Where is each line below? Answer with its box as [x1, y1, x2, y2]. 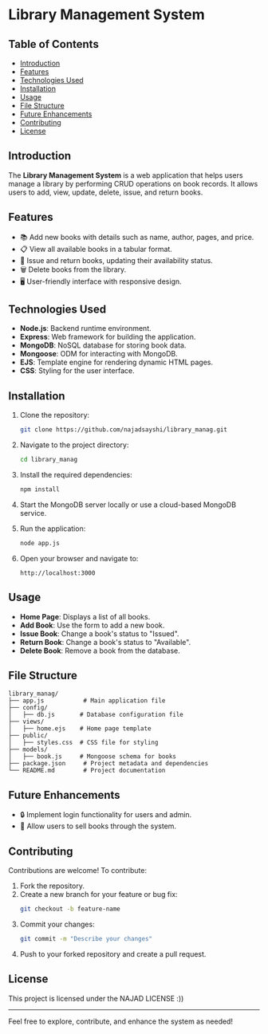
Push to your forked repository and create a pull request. [19, 949, 207, 958]
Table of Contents [8, 37, 100, 51]
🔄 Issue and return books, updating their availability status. [19, 255, 213, 265]
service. [19, 508, 47, 517]
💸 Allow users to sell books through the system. [19, 821, 177, 831]
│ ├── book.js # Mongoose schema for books [8, 753, 177, 761]
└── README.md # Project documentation [8, 767, 166, 775]
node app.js [19, 539, 60, 547]
